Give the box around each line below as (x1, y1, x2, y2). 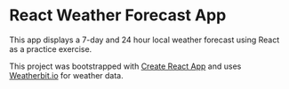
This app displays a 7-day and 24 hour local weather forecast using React (9, 34, 280, 45)
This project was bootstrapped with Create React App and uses (9, 61, 242, 71)
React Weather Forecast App (9, 5, 227, 26)
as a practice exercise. (9, 43, 92, 54)
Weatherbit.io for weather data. (9, 70, 124, 80)
